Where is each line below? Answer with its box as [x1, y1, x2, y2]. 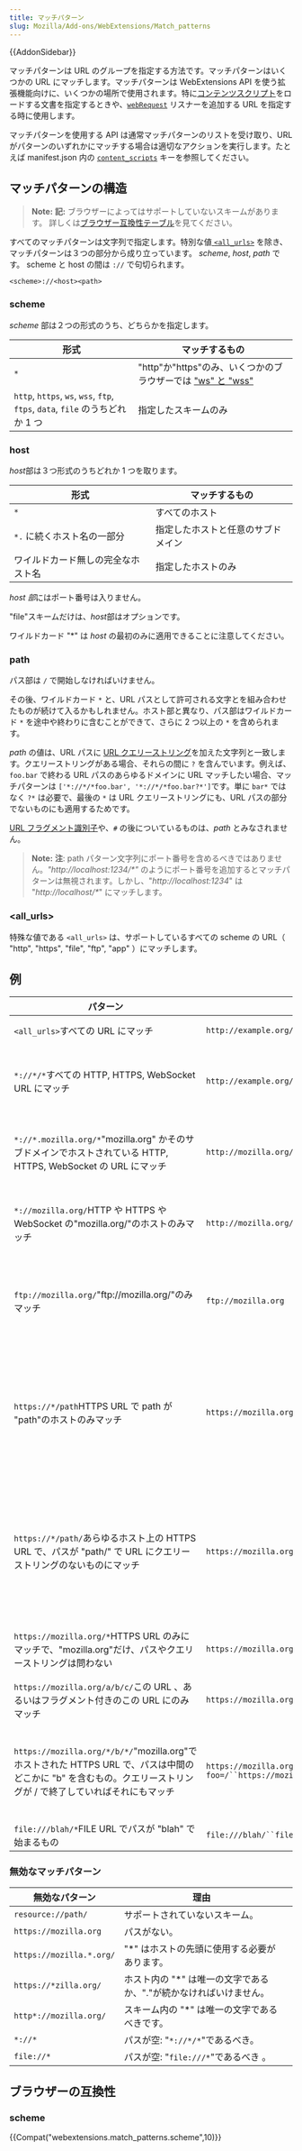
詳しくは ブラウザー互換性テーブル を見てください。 [49, 217, 238, 228]
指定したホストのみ [155, 560, 237, 572]
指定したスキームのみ [138, 403, 228, 416]
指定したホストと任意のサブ [155, 523, 273, 535]
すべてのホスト [155, 506, 218, 518]
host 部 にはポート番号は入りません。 [9, 591, 147, 602]
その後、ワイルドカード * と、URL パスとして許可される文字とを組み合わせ [9, 694, 288, 705]
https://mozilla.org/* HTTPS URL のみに [13, 1630, 191, 1643]
